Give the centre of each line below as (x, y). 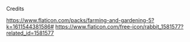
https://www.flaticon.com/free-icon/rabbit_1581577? (119, 27)
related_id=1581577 (30, 33)
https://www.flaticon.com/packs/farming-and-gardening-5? (80, 20)
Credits (15, 9)
